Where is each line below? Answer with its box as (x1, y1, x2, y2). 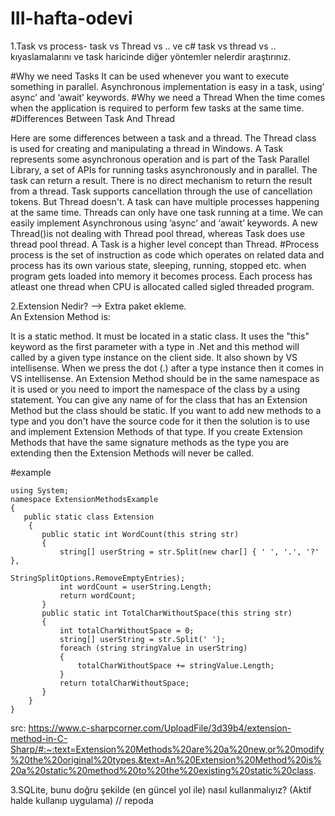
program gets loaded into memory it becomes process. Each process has (10, 270, 313, 282)
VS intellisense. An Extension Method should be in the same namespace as (10, 372, 320, 384)
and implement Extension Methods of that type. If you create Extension (10, 425, 303, 437)
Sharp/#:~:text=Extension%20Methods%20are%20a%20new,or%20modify (10, 743, 325, 755)
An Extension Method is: (10, 310, 111, 322)
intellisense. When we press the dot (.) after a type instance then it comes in (10, 362, 325, 374)
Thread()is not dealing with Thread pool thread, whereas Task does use (10, 227, 306, 239)
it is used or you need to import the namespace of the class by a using (10, 383, 301, 395)
